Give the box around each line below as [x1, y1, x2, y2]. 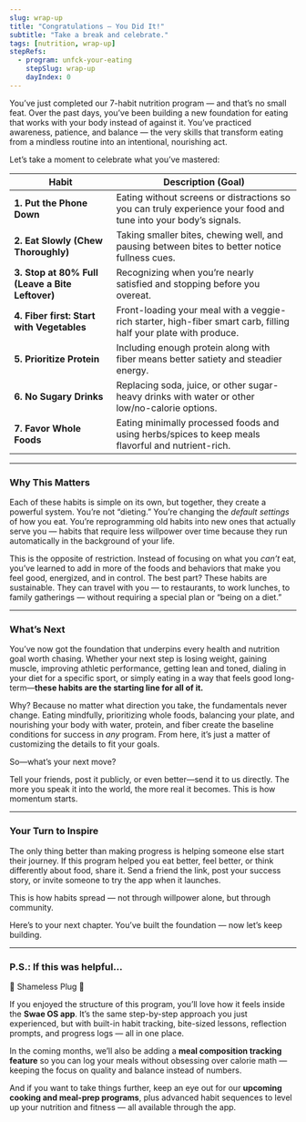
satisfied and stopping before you [116, 277, 260, 290]
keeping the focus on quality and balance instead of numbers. [9, 1065, 242, 1076]
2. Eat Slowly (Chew [14, 234, 103, 247]
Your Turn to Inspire [9, 825, 99, 838]
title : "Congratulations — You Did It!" [9, 22, 166, 31]
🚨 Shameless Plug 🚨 [9, 981, 85, 992]
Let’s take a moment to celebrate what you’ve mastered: [9, 154, 220, 165]
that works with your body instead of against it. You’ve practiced [9, 117, 252, 127]
